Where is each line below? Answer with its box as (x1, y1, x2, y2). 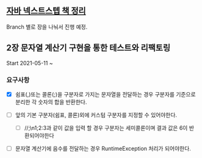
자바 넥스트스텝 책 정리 (6, 5, 87, 16)
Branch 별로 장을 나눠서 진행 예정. (6, 23, 88, 31)
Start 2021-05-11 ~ (6, 59, 53, 66)
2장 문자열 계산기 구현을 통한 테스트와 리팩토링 (6, 43, 171, 53)
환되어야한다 (24, 132, 54, 139)
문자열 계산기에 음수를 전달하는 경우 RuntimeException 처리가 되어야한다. (15, 145, 191, 153)
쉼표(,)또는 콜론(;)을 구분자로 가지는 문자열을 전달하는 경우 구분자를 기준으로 (15, 90, 197, 98)
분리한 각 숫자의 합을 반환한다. (15, 98, 87, 106)
